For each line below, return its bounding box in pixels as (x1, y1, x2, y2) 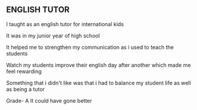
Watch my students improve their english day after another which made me (6, 61, 191, 68)
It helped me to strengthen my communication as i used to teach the (6, 43, 174, 51)
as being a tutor (6, 86, 45, 93)
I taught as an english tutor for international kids (6, 20, 124, 27)
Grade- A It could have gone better (6, 97, 93, 104)
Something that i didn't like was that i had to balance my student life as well (6, 79, 191, 86)
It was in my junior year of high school (6, 32, 100, 39)
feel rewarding (6, 68, 42, 75)
